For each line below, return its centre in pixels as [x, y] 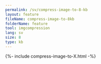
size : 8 [13, 38]
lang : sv [14, 33]
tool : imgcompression [28, 28]
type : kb [14, 42]
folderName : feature [27, 24]
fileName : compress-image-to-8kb [40, 19]
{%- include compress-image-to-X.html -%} [50, 56]
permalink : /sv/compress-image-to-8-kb [47, 10]
